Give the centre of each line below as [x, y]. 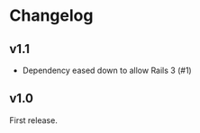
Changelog [51, 16]
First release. [34, 120]
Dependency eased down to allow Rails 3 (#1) [107, 70]
